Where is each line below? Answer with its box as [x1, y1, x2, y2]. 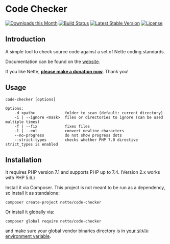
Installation [5, 155, 42, 164]
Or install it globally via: [5, 209, 55, 215]
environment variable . [5, 233, 51, 239]
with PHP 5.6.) [5, 175, 35, 181]
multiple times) [5, 119, 40, 125]
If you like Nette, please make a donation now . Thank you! [5, 68, 129, 74]
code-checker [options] [5, 97, 56, 102]
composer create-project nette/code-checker [5, 200, 102, 205]
